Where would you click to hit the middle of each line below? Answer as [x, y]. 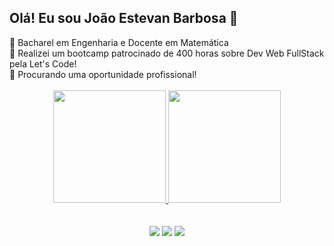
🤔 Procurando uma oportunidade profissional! [103, 74]
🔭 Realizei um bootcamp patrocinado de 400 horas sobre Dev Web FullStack [167, 53]
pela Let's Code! [43, 63]
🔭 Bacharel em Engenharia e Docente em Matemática [119, 42]
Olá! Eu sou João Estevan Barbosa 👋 [124, 18]
